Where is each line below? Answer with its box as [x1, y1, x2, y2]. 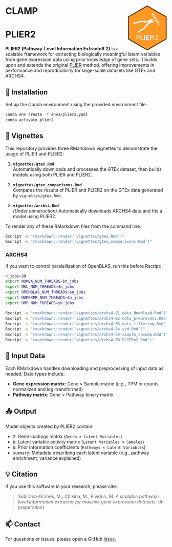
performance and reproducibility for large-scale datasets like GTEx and [5, 67, 155, 74]
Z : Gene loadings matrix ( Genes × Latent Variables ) [12, 433, 122, 439]
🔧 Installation [5, 88, 48, 96]
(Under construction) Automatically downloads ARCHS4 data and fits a [12, 208, 163, 214]
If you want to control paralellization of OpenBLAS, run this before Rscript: [5, 263, 162, 269]
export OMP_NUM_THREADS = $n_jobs [5, 300, 74, 305]
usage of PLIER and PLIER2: [5, 150, 64, 157]
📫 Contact [5, 520, 41, 529]
